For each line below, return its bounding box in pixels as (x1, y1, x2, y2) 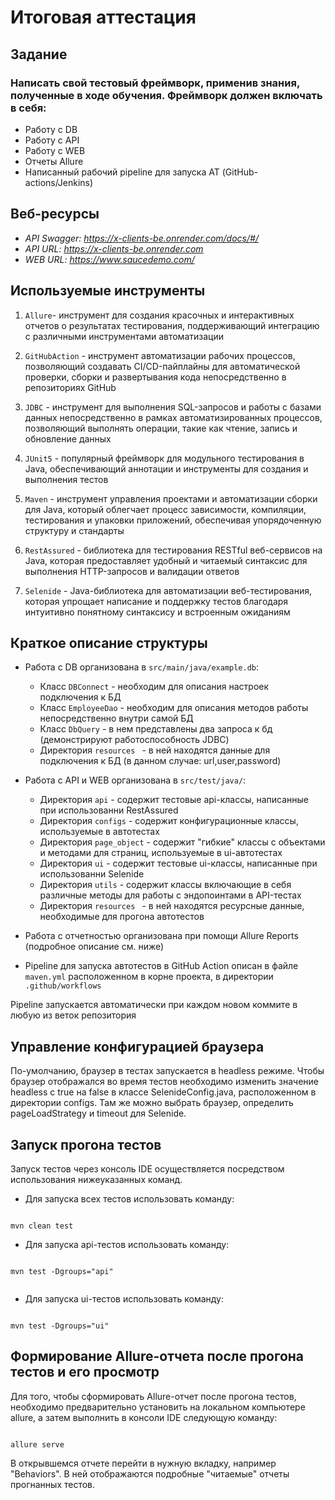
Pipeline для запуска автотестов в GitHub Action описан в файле (24, 960, 299, 972)
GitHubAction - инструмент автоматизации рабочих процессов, (24, 349, 296, 361)
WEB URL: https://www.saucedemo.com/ (24, 253, 195, 265)
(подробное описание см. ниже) (24, 941, 165, 953)
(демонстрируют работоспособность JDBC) (39, 734, 230, 746)
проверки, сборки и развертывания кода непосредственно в (24, 371, 287, 383)
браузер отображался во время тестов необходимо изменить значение (10, 1076, 320, 1088)
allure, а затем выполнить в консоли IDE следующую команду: (10, 1411, 278, 1423)
